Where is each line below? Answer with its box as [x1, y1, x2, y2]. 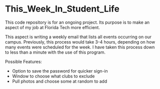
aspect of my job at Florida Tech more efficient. [5, 24, 100, 30]
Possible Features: [5, 59, 42, 64]
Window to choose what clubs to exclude [12, 73, 95, 79]
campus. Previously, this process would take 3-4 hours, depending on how [5, 39, 156, 44]
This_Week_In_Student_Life [5, 3, 120, 15]
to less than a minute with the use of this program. [5, 49, 106, 55]
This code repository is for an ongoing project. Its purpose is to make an [5, 19, 150, 25]
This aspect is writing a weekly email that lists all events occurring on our [5, 34, 152, 40]
